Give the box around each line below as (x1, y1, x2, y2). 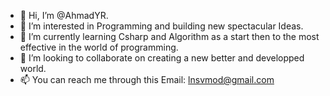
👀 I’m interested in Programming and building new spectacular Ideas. (19, 20, 304, 32)
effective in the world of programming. (19, 41, 179, 53)
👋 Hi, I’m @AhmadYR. (19, 10, 109, 21)
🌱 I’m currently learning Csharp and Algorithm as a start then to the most (19, 31, 320, 42)
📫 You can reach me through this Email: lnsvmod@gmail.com (19, 74, 275, 85)
